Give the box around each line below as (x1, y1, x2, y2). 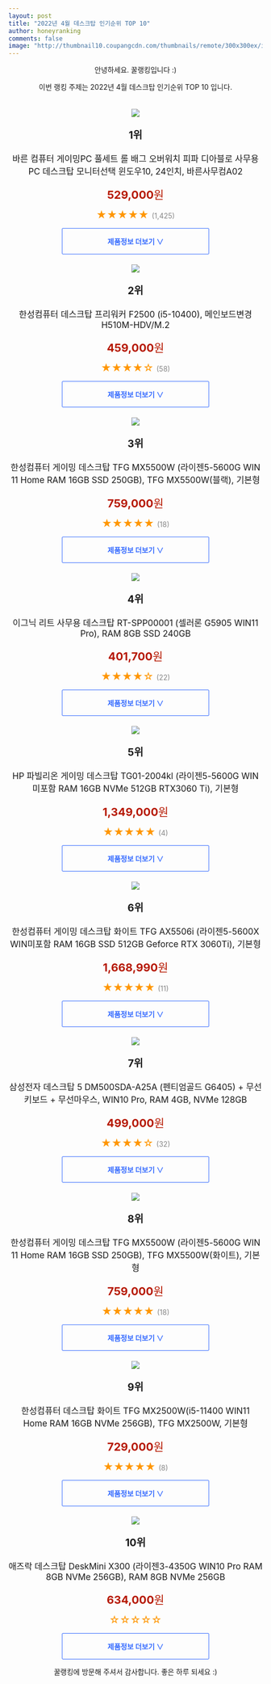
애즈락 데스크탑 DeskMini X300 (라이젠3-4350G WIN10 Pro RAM (8, 1561, 263, 1572)
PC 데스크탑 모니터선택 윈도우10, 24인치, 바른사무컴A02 (27, 166, 244, 178)
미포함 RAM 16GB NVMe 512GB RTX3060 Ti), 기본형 (31, 783, 240, 794)
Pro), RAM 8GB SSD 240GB (80, 628, 191, 639)
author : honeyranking (8, 27, 81, 35)
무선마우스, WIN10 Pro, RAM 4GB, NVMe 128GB (57, 1094, 248, 1105)
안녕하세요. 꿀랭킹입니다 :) (94, 65, 177, 75)
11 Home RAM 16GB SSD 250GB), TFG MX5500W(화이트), (10, 1250, 242, 1261)
